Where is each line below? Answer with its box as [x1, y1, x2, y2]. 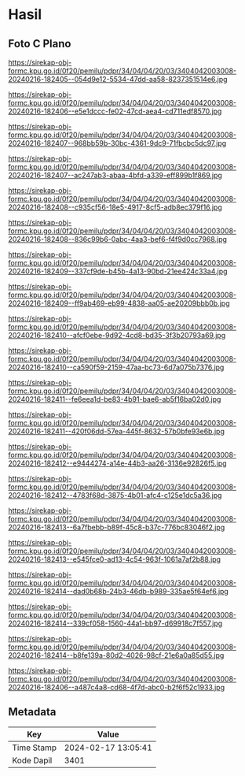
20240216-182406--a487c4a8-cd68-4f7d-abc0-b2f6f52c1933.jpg [8, 683, 225, 692]
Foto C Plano [8, 37, 71, 50]
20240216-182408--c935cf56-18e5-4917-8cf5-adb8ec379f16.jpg [8, 202, 222, 212]
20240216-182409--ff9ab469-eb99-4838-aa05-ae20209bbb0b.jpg [8, 299, 230, 308]
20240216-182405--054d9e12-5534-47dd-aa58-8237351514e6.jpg [8, 75, 228, 84]
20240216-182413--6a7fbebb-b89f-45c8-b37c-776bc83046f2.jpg [8, 522, 225, 532]
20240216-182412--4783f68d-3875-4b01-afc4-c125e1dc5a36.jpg [8, 491, 222, 499]
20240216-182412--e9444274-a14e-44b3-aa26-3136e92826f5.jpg [8, 459, 227, 468]
